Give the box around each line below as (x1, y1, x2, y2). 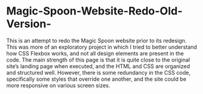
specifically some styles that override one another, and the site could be (6, 75, 187, 83)
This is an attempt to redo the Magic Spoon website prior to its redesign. (6, 37, 187, 44)
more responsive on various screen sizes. (6, 81, 111, 89)
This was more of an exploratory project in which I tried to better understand (6, 43, 198, 51)
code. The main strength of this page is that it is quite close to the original (6, 56, 190, 63)
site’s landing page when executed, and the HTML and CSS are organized (6, 62, 190, 70)
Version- (6, 17, 52, 31)
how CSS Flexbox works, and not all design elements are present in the (6, 49, 184, 57)
